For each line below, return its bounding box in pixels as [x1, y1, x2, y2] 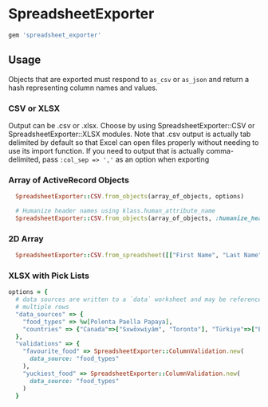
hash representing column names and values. [8, 83, 158, 92]
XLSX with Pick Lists [8, 270, 90, 281]
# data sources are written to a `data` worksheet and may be [15, 295, 227, 303]
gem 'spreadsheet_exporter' [8, 31, 102, 39]
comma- [206, 146, 234, 155]
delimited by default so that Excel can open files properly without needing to [8, 137, 259, 147]
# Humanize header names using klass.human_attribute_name [15, 207, 216, 215]
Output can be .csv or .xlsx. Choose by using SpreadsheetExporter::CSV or [8, 120, 255, 130]
